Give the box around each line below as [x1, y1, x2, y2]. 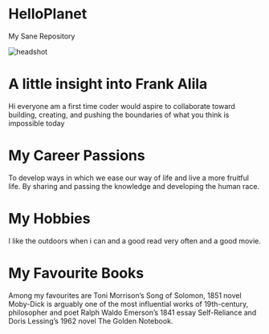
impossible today [8, 118, 65, 128]
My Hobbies [8, 210, 91, 227]
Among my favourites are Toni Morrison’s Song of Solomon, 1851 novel [8, 290, 243, 300]
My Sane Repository [8, 31, 75, 41]
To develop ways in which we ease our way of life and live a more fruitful [8, 173, 249, 183]
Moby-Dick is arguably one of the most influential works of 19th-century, [8, 299, 249, 308]
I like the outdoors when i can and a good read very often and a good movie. [8, 235, 261, 245]
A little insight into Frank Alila [8, 75, 208, 93]
